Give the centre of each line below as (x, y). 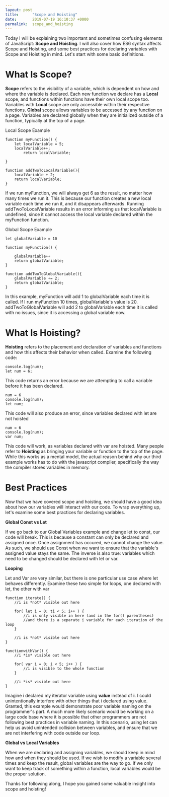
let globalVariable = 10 (31, 239)
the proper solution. (26, 774)
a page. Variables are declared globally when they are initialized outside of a (84, 115)
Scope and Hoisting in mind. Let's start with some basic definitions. (75, 54)
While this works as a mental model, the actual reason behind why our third (83, 457)
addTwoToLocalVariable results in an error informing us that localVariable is (83, 209)
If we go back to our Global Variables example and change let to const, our (82, 532)
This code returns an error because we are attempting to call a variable (79, 381)
